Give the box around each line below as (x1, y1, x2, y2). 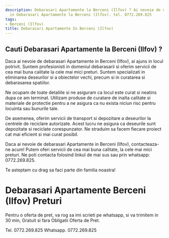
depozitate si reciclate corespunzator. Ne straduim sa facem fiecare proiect (5, 126, 162, 132)
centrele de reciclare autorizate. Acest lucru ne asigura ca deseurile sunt (5, 121, 156, 127)
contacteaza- (131, 141, 159, 147)
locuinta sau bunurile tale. (5, 105, 59, 111)
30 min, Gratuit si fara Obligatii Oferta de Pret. (5, 217, 101, 223)
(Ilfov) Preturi (5, 195, 62, 207)
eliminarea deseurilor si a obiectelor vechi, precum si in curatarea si (5, 74, 145, 80)
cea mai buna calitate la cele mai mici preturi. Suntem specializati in (5, 69, 145, 75)
